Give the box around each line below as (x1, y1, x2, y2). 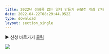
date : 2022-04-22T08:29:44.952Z (5, 12, 71, 16)
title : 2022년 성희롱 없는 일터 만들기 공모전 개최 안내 (5, 7, 105, 12)
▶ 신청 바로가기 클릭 (5, 34, 44, 40)
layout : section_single (5, 20, 54, 26)
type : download (5, 16, 36, 21)
